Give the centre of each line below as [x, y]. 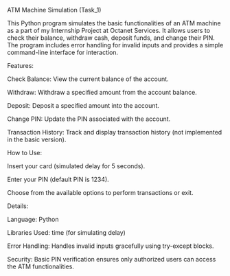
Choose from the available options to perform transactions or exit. [100, 193]
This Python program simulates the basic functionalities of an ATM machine [114, 23]
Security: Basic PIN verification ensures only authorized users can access [112, 259]
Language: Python [33, 219]
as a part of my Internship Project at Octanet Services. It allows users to [109, 31]
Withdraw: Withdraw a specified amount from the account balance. [102, 92]
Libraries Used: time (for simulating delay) [66, 232]
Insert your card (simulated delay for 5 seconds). [76, 166]
